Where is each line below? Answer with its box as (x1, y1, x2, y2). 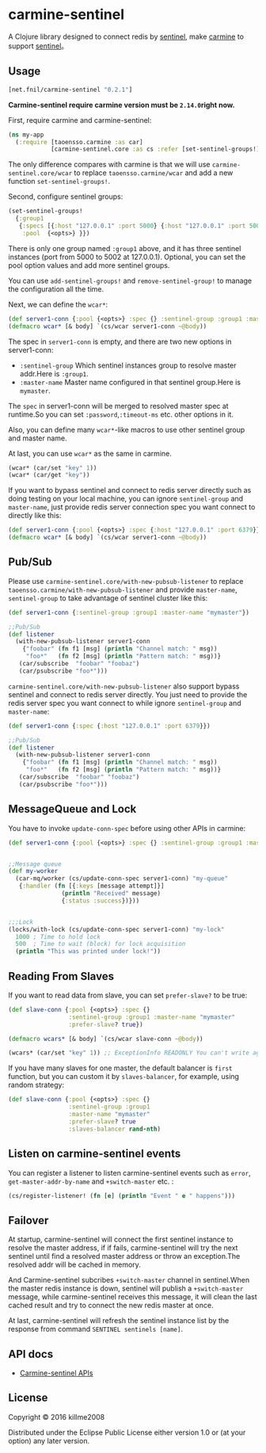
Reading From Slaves (8, 969, 115, 983)
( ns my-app (8, 131, 44, 139)
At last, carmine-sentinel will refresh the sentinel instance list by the (8, 1316, 230, 1325)
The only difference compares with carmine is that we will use (8, 160, 211, 170)
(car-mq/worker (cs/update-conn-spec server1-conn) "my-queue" (15, 875, 228, 883)
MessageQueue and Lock (8, 803, 137, 816)
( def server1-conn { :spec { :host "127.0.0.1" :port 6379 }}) (8, 722, 211, 730)
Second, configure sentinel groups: (8, 192, 123, 201)
